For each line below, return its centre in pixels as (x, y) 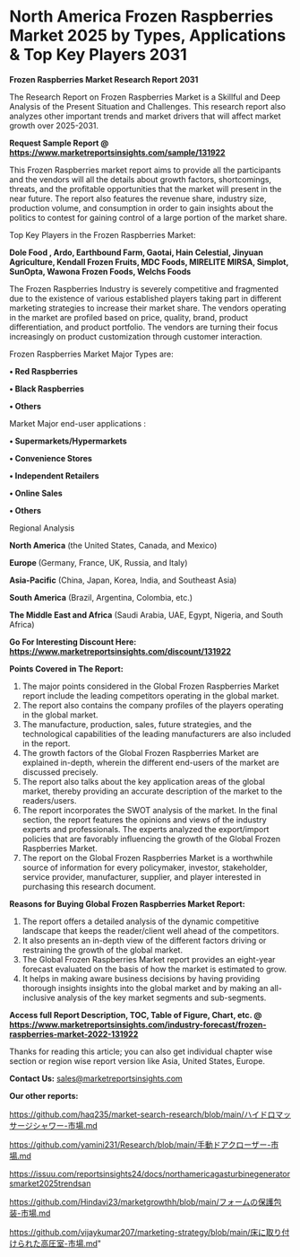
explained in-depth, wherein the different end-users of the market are (150, 762)
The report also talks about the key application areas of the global (144, 781)
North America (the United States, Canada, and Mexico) (113, 545)
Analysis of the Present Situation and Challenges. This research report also (148, 106)
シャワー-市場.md (65, 1125)
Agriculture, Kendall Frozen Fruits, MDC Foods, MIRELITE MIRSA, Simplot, (149, 261)
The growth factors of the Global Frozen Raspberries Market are (141, 752)
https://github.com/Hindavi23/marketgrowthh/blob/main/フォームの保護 (142, 1201)
